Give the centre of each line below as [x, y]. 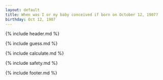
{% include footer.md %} [31, 73]
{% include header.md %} [32, 34]
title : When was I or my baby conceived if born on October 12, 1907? [82, 15]
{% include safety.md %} [32, 63]
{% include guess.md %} [31, 44]
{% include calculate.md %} [35, 53]
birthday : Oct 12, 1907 [31, 19]
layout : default [22, 10]
